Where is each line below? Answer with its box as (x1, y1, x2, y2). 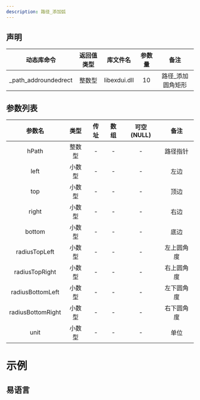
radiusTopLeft (15, 248, 55, 256)
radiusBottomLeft (11, 288, 60, 296)
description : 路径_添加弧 (6, 8, 66, 15)
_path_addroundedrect (9, 76, 73, 84)
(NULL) (130, 131, 151, 139)
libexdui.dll (104, 76, 134, 84)
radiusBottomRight (9, 308, 61, 316)
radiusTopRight (14, 268, 57, 276)
